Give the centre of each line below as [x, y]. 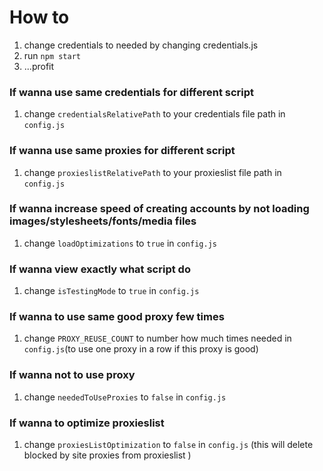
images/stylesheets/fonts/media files [103, 221]
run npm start [52, 55]
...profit [39, 66]
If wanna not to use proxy [72, 375]
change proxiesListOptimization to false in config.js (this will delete [168, 445]
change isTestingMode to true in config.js [111, 291]
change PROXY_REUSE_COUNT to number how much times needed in [157, 338]
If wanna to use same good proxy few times [117, 317]
